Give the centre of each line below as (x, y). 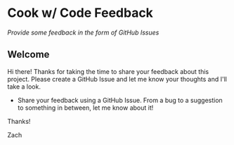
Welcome (28, 55)
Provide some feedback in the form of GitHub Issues (83, 32)
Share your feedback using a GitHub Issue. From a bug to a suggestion (120, 100)
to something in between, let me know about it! (85, 108)
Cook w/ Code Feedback (80, 13)
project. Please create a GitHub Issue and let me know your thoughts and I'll (117, 79)
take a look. (24, 87)
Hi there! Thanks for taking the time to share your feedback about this (108, 71)
